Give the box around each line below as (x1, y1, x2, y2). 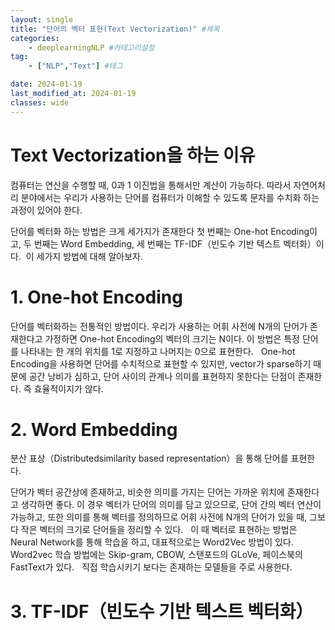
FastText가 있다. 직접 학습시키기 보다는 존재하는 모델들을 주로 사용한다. (10, 561, 293, 573)
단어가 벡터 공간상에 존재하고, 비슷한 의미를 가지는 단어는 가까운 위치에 (10, 486, 285, 498)
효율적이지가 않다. (33, 382, 104, 395)
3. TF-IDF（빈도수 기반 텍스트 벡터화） (10, 600, 314, 623)
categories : (10, 33, 60, 43)
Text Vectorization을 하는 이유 (10, 144, 256, 166)
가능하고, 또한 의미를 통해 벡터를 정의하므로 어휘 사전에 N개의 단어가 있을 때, (10, 511, 308, 523)
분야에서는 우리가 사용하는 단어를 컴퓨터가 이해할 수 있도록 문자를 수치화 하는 (20, 191, 320, 203)
